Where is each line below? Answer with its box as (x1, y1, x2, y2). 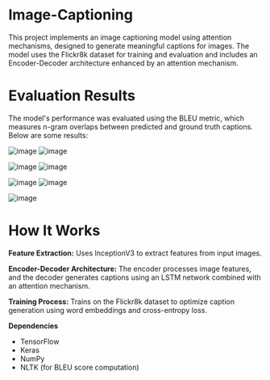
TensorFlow (19, 336, 60, 346)
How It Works (8, 222, 101, 240)
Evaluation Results (8, 87, 135, 105)
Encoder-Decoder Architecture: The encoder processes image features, (8, 264, 251, 273)
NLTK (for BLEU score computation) (19, 362, 139, 372)
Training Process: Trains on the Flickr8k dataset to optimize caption (8, 297, 235, 306)
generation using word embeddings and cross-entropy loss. (8, 305, 208, 315)
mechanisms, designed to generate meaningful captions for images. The (8, 40, 250, 50)
